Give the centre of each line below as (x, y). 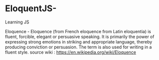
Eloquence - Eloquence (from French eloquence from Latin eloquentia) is (78, 31)
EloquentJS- (31, 9)
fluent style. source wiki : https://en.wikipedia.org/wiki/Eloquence (71, 52)
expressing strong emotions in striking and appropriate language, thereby (79, 41)
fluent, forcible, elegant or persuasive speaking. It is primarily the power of (80, 37)
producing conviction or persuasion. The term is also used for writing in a (79, 47)
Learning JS (17, 22)
